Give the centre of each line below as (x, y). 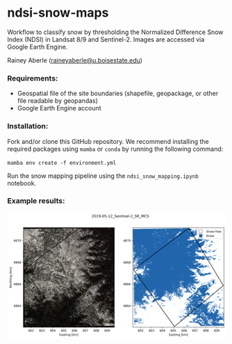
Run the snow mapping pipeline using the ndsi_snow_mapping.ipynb (103, 176)
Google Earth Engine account (59, 108)
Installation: (28, 126)
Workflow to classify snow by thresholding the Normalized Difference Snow (115, 32)
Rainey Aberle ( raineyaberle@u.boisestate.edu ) (75, 60)
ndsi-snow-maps (58, 13)
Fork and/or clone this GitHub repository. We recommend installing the (108, 141)
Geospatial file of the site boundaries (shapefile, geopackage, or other (118, 93)
